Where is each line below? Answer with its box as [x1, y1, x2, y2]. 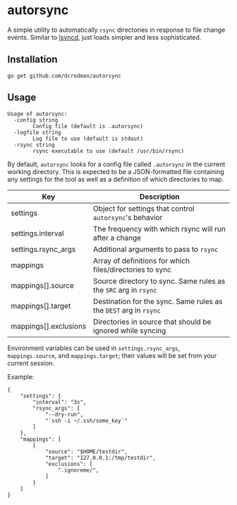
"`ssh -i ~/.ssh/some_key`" [44, 417, 128, 424]
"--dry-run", [44, 411, 83, 418]
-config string [13, 116, 59, 124]
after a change [92, 233, 142, 243]
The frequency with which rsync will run [92, 224, 226, 233]
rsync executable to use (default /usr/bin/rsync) [32, 147, 185, 154]
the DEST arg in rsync [92, 305, 161, 315]
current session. [7, 359, 55, 367]
